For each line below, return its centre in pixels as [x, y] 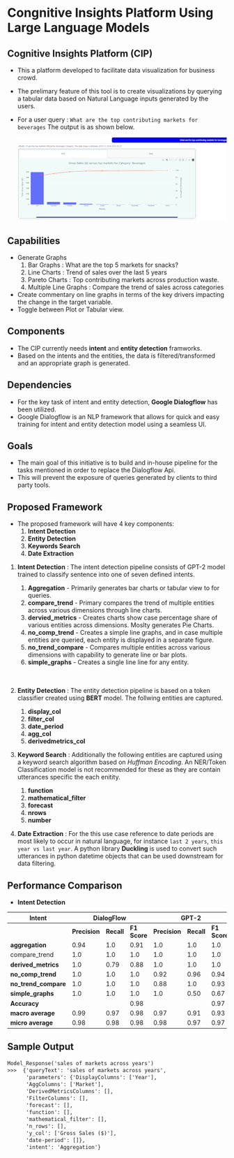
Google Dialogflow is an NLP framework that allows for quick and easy [118, 416]
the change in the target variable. [65, 302]
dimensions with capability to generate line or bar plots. [108, 655]
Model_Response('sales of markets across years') [81, 1064]
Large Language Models [78, 28]
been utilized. [37, 409]
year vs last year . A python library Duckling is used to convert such [117, 849]
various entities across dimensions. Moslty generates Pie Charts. [121, 625]
